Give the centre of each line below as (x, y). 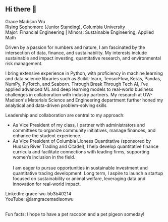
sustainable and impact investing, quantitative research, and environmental (83, 58)
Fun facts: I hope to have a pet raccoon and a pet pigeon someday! (75, 214)
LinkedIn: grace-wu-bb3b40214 (38, 193)
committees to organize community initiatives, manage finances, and (84, 130)
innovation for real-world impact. (47, 184)
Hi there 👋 (21, 9)
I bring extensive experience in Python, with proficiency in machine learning (84, 73)
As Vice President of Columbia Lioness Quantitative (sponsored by (82, 141)
